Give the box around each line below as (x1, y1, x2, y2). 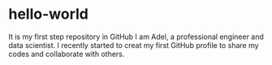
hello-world (8, 5, 89, 24)
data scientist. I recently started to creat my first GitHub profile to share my (8, 40, 259, 50)
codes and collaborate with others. (8, 49, 125, 58)
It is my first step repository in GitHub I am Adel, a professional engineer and (8, 32, 264, 41)
